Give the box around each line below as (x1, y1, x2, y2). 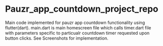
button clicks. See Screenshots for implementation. (5, 35, 109, 41)
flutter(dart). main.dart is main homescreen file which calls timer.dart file (5, 24, 151, 30)
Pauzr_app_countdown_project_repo (5, 3, 159, 15)
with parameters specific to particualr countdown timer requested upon (5, 30, 150, 36)
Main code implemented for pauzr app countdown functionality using (5, 20, 145, 25)
